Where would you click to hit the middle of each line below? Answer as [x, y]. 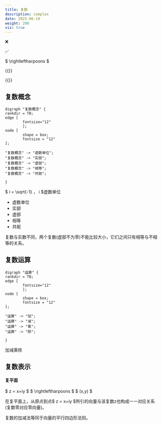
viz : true [15, 28]
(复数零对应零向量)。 [26, 407]
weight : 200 [17, 23]
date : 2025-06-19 [23, 19]
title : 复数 [16, 10]
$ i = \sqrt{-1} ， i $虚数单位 [33, 191]
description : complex [27, 14]
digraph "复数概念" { [26, 109]
